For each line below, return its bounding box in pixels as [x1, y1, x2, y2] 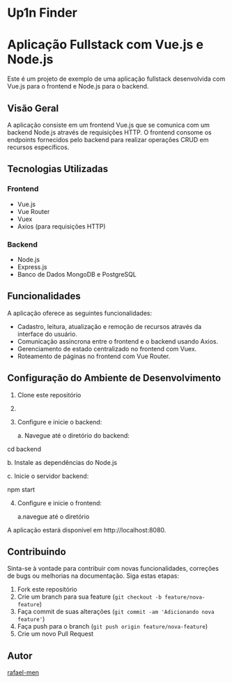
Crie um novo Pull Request [17, 629, 94, 638]
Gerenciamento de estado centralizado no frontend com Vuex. [17, 344, 197, 353]
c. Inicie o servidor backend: [7, 472, 89, 480]
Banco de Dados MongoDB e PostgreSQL [17, 270, 137, 278]
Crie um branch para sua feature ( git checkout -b [17, 592, 162, 601]
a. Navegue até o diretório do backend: [17, 431, 130, 440]
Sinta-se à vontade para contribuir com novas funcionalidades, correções [7, 565, 219, 573]
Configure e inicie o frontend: [17, 498, 102, 507]
